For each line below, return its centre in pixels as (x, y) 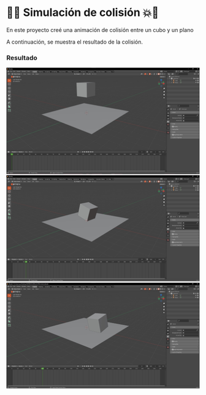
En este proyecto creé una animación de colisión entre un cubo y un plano (100, 29)
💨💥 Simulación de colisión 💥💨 (83, 13)
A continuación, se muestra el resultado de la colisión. (74, 42)
